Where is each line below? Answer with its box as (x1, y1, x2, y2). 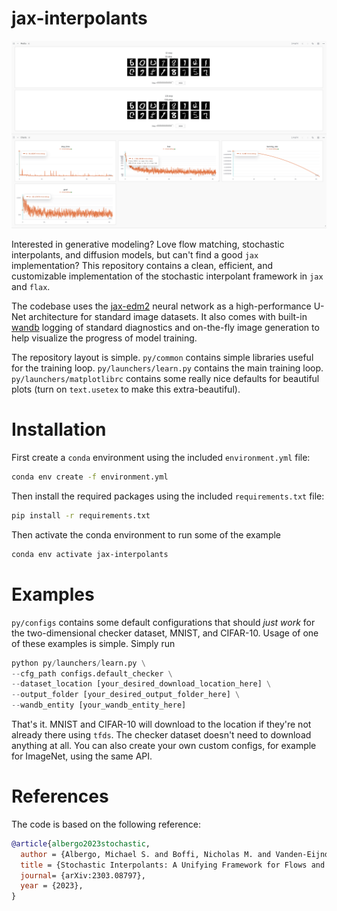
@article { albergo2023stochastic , (11, 838, 151, 849)
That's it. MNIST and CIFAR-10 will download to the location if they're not (11, 718, 312, 731)
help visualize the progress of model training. (11, 332, 198, 344)
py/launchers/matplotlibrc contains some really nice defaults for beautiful (11, 373, 320, 385)
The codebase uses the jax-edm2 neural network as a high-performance (11, 300, 312, 312)
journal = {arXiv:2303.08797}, (20, 870, 146, 881)
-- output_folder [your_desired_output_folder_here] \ (11, 690, 241, 700)
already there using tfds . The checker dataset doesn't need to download (11, 729, 312, 741)
